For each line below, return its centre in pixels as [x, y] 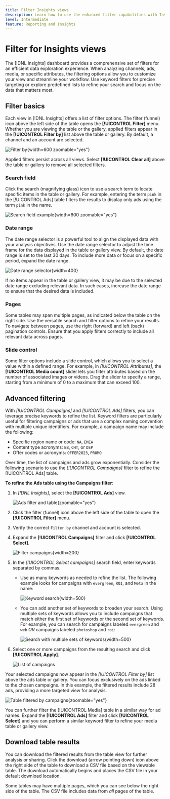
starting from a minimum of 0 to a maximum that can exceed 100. [73, 383]
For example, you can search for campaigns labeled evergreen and [90, 624]
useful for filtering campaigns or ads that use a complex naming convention [84, 421]
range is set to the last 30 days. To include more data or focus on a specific [84, 255]
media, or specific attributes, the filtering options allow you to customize [80, 74]
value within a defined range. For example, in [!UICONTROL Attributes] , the [83, 366]
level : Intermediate [27, 19]
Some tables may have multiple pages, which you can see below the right [82, 785]
